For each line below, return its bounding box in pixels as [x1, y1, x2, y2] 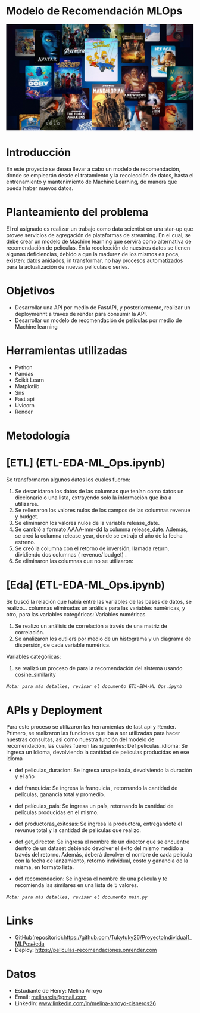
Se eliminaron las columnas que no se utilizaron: [14, 557, 134, 565]
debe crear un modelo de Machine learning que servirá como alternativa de [6, 238, 192, 245]
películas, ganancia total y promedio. [14, 791, 105, 798]
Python [14, 364, 33, 371]
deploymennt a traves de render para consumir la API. [14, 311, 148, 318]
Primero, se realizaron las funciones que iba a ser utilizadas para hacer [6, 730, 180, 737]
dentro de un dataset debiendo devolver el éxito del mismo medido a [14, 845, 183, 852]
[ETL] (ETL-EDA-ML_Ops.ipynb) [6, 456, 165, 470]
